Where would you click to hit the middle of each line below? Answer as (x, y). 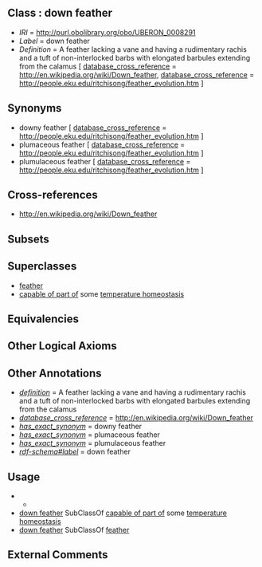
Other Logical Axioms (62, 346)
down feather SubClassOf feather (74, 530)
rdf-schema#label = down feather (74, 452)
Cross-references (53, 195)
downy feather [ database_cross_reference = (93, 128)
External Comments (58, 555)
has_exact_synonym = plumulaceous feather (92, 443)
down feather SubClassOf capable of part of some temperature (123, 513)
